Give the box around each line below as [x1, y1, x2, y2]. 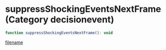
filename [5, 39, 23, 45]
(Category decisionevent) [5, 14, 114, 25]
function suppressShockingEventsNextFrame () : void [5, 30, 113, 35]
